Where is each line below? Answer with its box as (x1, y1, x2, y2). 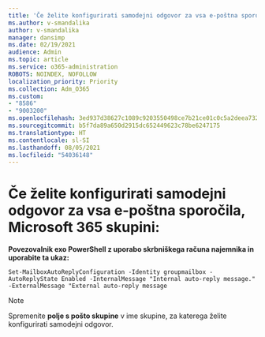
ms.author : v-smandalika (8, 19, 90, 27)
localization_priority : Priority (8, 77, 118, 85)
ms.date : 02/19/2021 (8, 41, 77, 49)
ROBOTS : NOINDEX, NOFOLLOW (8, 70, 97, 78)
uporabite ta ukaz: (8, 253, 69, 263)
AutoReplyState (8, 275, 58, 283)
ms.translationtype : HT (8, 129, 87, 137)
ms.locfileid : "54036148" (8, 151, 93, 159)
